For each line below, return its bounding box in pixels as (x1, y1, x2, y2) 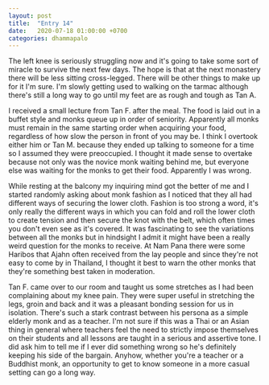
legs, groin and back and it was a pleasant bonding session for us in (8, 299, 234, 309)
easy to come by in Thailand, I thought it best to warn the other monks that (8, 258, 256, 268)
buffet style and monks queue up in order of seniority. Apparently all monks (8, 114, 259, 125)
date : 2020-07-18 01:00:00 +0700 (8, 27, 128, 35)
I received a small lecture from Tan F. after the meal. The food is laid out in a (8, 106, 261, 116)
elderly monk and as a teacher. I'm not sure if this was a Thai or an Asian (8, 317, 250, 326)
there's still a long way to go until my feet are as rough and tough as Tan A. (8, 90, 257, 100)
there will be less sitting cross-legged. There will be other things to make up (8, 73, 261, 83)
